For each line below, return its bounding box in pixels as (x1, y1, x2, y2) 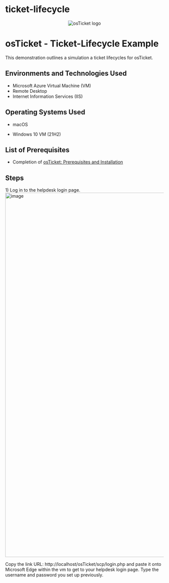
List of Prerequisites (5, 145, 70, 154)
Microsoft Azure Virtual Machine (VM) (12, 82, 92, 89)
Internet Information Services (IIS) (12, 93, 83, 99)
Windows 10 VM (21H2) (12, 131, 61, 137)
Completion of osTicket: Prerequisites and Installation (12, 159, 123, 165)
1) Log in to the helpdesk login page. (5, 187, 80, 193)
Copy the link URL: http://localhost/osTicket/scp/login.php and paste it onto (5, 561, 161, 567)
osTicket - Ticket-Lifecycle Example (5, 38, 159, 49)
